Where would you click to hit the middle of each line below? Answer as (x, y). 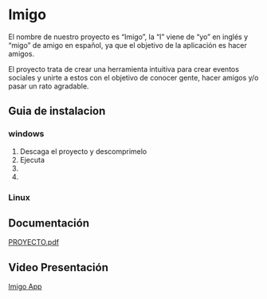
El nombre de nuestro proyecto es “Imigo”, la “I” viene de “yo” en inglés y (128, 37)
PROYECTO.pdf (34, 242)
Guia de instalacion (57, 111)
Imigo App (25, 287)
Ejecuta (32, 159)
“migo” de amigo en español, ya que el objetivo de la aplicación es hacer (128, 45)
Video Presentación (59, 268)
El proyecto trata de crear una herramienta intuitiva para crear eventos (124, 69)
